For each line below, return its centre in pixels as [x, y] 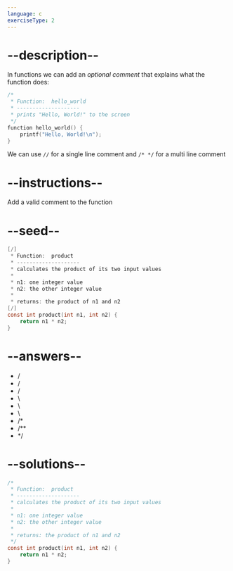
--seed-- [34, 231]
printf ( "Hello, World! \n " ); [61, 134]
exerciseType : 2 [31, 20]
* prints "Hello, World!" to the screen [70, 115]
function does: [28, 82]
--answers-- [45, 356]
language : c [25, 14]
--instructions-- [55, 183]
